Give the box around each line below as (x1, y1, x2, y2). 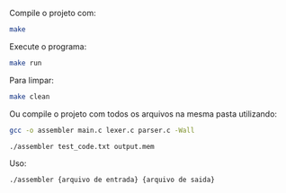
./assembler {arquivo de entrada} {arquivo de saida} (9, 175, 216, 185)
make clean (9, 92, 50, 101)
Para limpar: (9, 75, 54, 85)
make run (9, 58, 42, 67)
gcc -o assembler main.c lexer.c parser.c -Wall (9, 126, 195, 135)
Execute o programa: (9, 40, 87, 52)
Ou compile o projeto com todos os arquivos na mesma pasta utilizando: (9, 108, 277, 119)
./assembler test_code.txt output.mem (9, 142, 155, 151)
